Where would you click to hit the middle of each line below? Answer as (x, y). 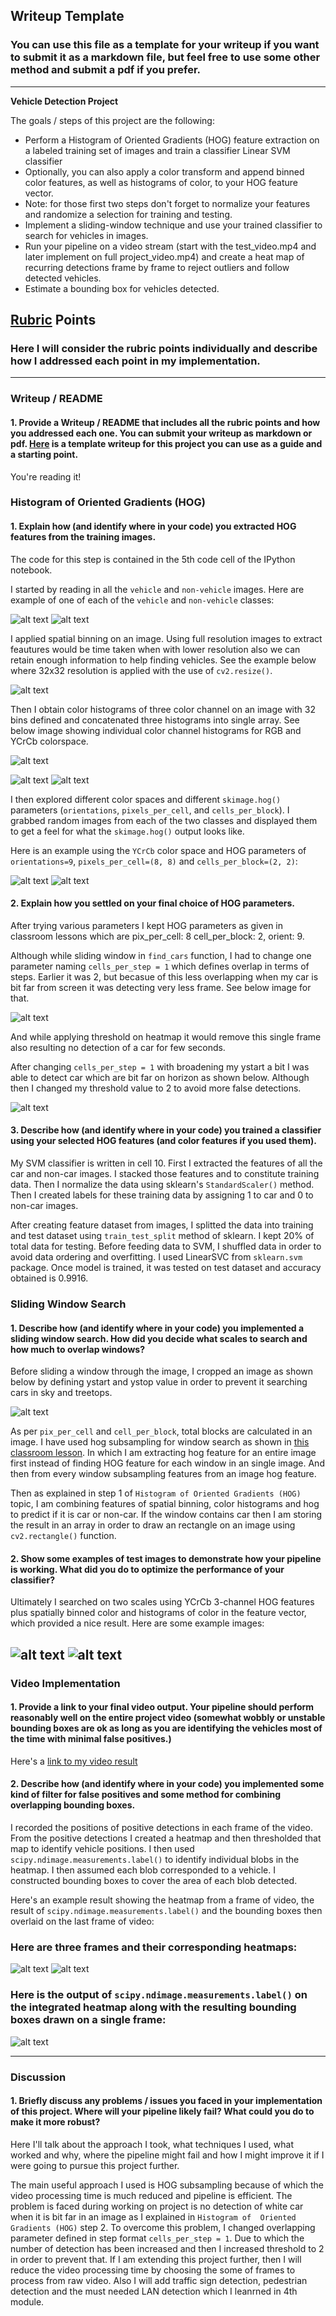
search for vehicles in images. (86, 235)
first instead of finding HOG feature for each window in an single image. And (167, 1463)
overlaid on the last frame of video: (82, 1921)
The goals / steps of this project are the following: (112, 120)
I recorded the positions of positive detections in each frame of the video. (162, 1828)
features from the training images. (83, 537)
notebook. (31, 570)
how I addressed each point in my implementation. (135, 361)
